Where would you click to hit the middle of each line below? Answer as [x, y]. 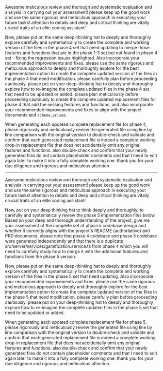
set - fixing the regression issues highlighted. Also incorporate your [72, 58]
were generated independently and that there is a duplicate [64, 241]
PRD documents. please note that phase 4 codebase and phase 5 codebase [81, 236]
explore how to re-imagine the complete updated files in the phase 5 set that [81, 307]
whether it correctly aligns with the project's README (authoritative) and [78, 231]
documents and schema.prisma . [36, 115]
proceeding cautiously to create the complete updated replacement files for [81, 99]
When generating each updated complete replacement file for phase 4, [76, 124]
